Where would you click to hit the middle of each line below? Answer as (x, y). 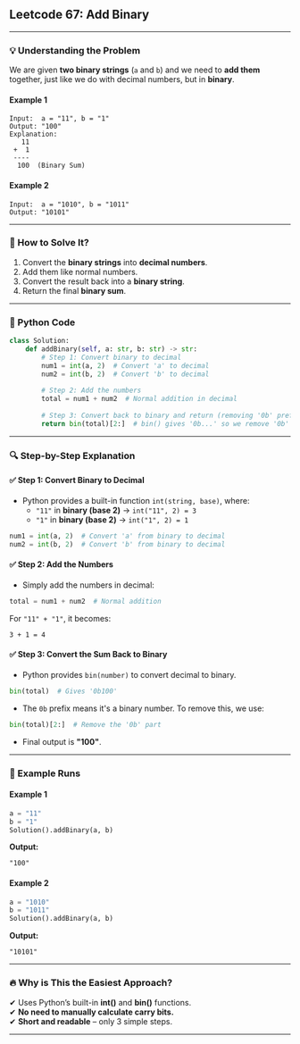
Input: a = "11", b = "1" (59, 119)
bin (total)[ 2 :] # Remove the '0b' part (86, 724)
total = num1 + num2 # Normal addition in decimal (140, 399)
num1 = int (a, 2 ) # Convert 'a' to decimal (125, 365)
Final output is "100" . (62, 741)
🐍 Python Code (42, 322)
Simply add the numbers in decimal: (88, 585)
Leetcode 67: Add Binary (79, 15)
